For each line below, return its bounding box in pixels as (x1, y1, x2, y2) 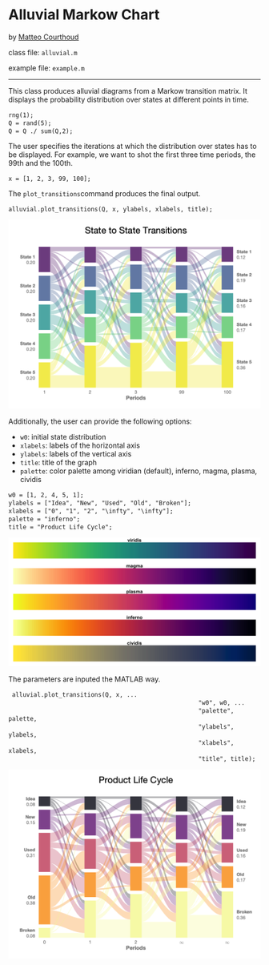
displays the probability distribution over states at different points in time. (8, 94, 250, 104)
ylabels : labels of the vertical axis (19, 449, 132, 459)
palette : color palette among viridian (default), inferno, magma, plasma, (19, 466, 258, 476)
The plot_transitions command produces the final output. (8, 188, 201, 198)
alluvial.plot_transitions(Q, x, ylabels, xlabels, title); (8, 205, 214, 213)
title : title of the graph (19, 458, 98, 468)
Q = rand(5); (8, 119, 52, 127)
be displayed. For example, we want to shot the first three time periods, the (8, 150, 256, 159)
